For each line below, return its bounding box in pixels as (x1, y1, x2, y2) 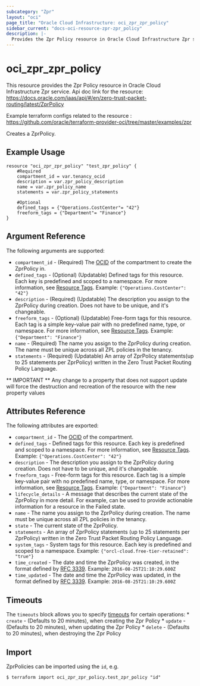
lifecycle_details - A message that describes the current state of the (14, 490, 188, 497)
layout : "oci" (6, 14, 42, 20)
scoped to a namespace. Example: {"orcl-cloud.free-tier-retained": (14, 547, 189, 555)
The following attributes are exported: (6, 422, 99, 429)
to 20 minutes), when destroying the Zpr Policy (6, 630, 121, 637)
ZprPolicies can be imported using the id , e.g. (6, 663, 119, 670)
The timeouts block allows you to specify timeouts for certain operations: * (6, 611, 189, 618)
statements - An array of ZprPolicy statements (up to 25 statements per (14, 528, 190, 535)
